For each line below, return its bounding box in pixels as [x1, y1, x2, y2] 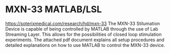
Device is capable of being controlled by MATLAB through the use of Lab [5, 25, 159, 32]
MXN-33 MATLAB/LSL [5, 4, 102, 15]
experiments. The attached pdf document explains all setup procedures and [5, 37, 164, 43]
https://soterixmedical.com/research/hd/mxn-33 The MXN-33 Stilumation [5, 20, 160, 26]
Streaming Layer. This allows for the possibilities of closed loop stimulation [5, 31, 162, 37]
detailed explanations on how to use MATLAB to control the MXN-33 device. [5, 42, 165, 48]
